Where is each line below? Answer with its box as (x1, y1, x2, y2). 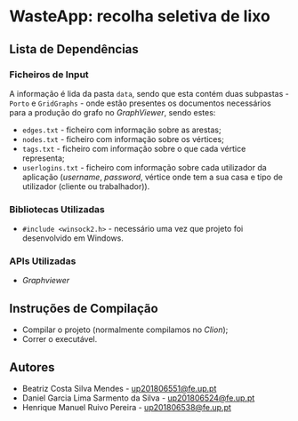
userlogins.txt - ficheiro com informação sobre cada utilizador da (21, 162, 267, 172)
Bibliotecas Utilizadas (9, 203, 105, 215)
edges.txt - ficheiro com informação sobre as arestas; (21, 124, 221, 135)
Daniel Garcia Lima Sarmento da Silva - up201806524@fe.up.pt (21, 393, 255, 403)
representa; (21, 153, 65, 163)
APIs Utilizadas (9, 255, 77, 267)
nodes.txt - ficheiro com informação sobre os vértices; (21, 133, 224, 144)
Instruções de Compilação (9, 300, 158, 316)
